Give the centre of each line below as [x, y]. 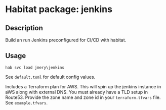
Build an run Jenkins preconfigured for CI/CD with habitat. [66, 40]
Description [24, 28]
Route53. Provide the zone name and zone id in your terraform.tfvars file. [83, 97]
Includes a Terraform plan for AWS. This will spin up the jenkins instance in [83, 86]
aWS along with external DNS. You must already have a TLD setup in [77, 92]
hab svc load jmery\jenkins [35, 67]
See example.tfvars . [27, 102]
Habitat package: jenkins [59, 9]
